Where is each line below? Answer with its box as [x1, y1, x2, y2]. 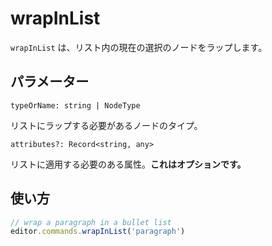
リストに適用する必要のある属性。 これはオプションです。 [10, 158, 247, 170]
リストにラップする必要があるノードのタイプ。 [10, 119, 203, 131]
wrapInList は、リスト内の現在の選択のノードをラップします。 [10, 41, 268, 53]
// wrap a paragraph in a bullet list [10, 217, 172, 227]
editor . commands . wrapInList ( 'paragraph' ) [10, 227, 186, 237]
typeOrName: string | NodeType [10, 100, 141, 111]
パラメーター [10, 73, 90, 91]
